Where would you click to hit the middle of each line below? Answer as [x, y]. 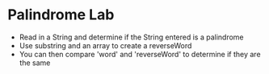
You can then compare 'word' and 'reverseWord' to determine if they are [140, 54]
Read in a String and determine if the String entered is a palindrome [131, 37]
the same [35, 63]
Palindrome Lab [61, 15]
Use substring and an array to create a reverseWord [105, 45]
